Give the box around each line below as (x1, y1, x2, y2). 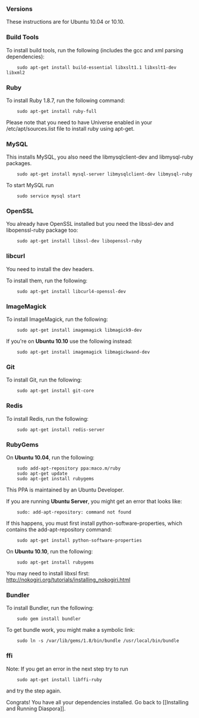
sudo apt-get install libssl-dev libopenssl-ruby (17, 238, 143, 244)
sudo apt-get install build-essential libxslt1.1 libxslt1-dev (17, 64, 177, 70)
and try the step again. (6, 687, 61, 694)
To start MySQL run (6, 182, 55, 189)
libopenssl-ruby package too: (6, 226, 78, 234)
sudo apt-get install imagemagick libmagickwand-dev (17, 349, 150, 355)
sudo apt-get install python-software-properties (17, 537, 143, 543)
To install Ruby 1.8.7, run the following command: (6, 97, 125, 104)
